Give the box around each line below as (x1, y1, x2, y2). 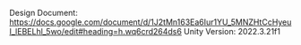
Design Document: (9, 8, 78, 18)
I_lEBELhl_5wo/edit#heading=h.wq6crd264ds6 (9, 26, 182, 36)
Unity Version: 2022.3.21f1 (183, 26, 280, 36)
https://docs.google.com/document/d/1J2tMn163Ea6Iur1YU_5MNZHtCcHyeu (9, 17, 292, 27)
